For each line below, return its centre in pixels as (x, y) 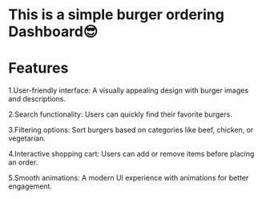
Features (38, 68)
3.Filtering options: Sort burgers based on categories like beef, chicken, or (131, 130)
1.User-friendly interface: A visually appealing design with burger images (129, 90)
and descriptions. (37, 99)
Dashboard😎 (53, 32)
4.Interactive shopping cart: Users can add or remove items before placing (131, 154)
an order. (23, 162)
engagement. (30, 186)
